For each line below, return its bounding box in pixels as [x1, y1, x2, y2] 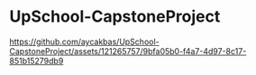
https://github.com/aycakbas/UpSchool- [9, 36, 160, 47]
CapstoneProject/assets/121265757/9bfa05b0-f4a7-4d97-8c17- [9, 45, 247, 56]
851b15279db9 [9, 55, 64, 66]
